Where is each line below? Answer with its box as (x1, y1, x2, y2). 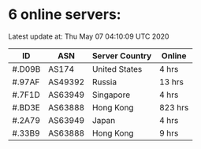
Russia (91, 76, 117, 88)
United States (91, 63, 143, 74)
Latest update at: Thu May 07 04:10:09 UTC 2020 (8, 32, 169, 41)
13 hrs (158, 76, 184, 88)
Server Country (91, 50, 152, 61)
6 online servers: (8, 6, 121, 24)
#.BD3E (12, 102, 41, 113)
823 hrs (158, 102, 189, 113)
